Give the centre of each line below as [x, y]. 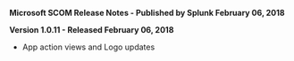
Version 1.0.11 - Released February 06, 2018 [92, 30]
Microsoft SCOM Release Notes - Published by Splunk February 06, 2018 [147, 13]
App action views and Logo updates [88, 47]
